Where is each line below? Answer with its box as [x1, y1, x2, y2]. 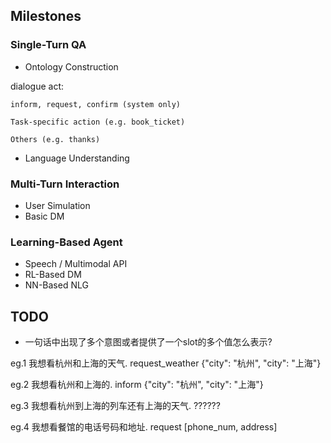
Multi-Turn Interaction [10, 177, 120, 191]
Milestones [10, 8, 82, 25]
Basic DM [24, 210, 65, 222]
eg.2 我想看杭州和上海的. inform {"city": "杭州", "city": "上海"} [10, 379, 264, 391]
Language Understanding [24, 152, 130, 164]
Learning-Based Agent [10, 235, 123, 249]
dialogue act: [10, 80, 65, 92]
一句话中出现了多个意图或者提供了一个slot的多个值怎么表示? [24, 336, 273, 348]
